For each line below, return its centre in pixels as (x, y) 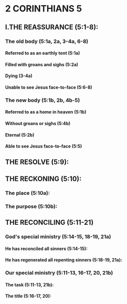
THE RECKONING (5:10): (43, 179)
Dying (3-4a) (19, 76)
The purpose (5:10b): (31, 206)
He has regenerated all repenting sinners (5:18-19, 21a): (64, 260)
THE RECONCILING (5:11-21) (49, 223)
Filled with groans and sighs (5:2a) (42, 64)
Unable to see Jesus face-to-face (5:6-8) (49, 87)
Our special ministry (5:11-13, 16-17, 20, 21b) (59, 273)
